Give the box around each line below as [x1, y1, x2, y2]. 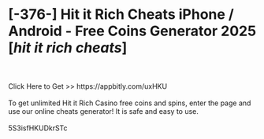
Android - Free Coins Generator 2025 [8, 22, 257, 40]
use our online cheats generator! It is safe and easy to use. [8, 106, 199, 115]
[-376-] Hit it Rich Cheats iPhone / [8, 5, 234, 24]
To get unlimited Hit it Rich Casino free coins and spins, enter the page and [8, 98, 251, 108]
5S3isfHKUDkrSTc [8, 123, 69, 133]
